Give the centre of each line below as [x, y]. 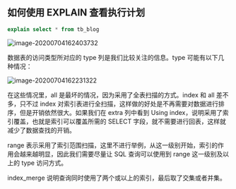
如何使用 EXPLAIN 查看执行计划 [76, 13]
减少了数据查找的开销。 [41, 130]
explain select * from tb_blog [53, 29]
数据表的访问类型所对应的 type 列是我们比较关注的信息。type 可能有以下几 [116, 57]
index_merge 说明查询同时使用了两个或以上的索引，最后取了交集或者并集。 [117, 178]
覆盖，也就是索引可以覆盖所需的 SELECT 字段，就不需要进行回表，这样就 [119, 121]
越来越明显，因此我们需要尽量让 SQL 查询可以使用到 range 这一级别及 [121, 154]
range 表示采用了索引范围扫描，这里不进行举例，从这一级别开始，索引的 [113, 145]
